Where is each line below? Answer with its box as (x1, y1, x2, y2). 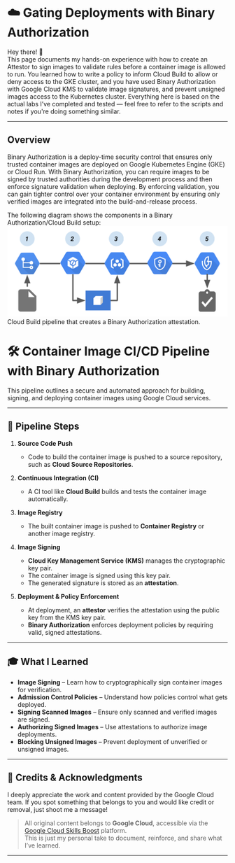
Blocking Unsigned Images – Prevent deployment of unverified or (17, 737, 208, 745)
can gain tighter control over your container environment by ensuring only (7, 190, 220, 198)
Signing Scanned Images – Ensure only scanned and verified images (17, 708, 218, 716)
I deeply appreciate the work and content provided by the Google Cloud (7, 790, 215, 799)
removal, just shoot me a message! (7, 805, 108, 813)
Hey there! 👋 (7, 48, 43, 56)
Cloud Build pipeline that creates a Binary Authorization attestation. (7, 318, 201, 326)
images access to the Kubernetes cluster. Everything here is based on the (7, 92, 220, 101)
